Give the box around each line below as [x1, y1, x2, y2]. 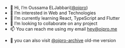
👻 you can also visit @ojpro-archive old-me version [10, 38, 116, 43]
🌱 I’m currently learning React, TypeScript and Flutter [10, 15, 120, 21]
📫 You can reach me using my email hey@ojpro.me [10, 26, 117, 32]
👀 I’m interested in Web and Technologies [10, 10, 96, 16]
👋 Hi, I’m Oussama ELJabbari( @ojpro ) [10, 5, 88, 10]
